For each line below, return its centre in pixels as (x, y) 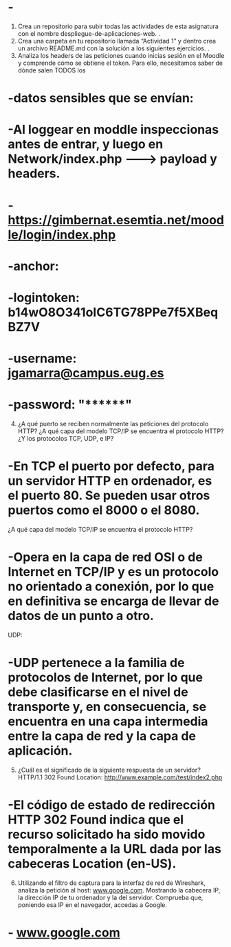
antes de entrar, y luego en (86, 144)
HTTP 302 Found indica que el (96, 819)
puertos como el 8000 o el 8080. (104, 510)
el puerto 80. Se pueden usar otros (109, 496)
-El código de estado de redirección (112, 805)
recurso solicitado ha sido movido (107, 835)
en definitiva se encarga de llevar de (113, 601)
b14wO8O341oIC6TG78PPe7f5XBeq (113, 312)
